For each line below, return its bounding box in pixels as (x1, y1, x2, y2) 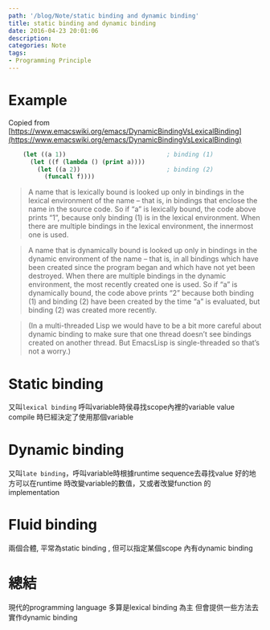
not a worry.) (27, 346, 71, 356)
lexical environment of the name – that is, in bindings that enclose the (27, 196, 258, 206)
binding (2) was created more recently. (27, 305, 157, 315)
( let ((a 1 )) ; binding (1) (22, 150, 215, 158)
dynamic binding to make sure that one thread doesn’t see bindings (27, 329, 252, 339)
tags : (8, 49, 27, 57)
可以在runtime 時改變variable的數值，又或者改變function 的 (14, 479, 211, 489)
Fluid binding (8, 516, 98, 534)
